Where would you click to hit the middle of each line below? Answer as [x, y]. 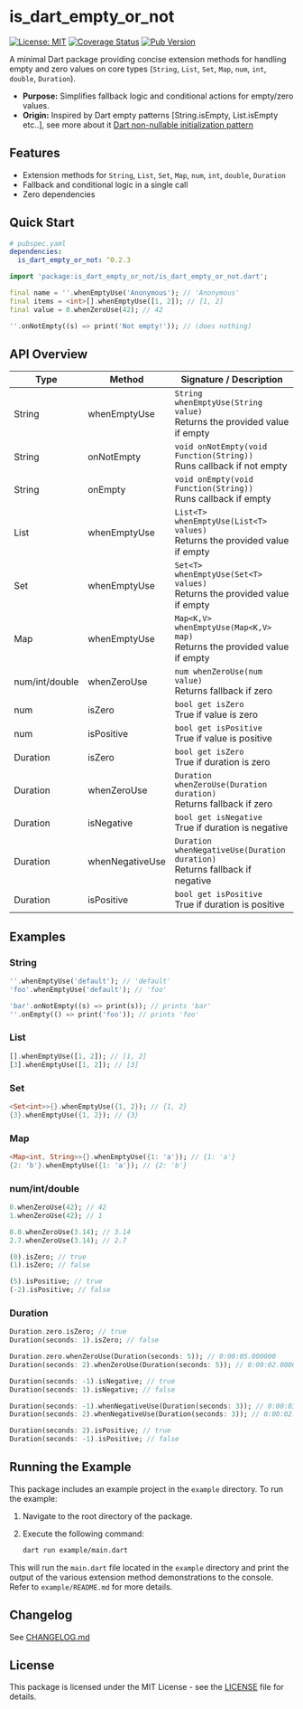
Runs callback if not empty [231, 466]
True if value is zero [216, 714]
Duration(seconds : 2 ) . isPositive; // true [90, 1430]
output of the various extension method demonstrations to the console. [142, 1577]
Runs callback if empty [223, 499]
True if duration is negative [231, 827]
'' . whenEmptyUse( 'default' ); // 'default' [90, 982]
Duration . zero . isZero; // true [68, 1332]
